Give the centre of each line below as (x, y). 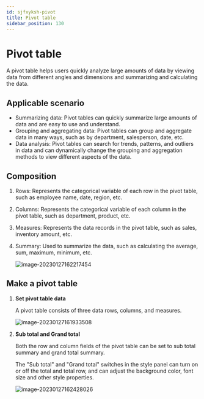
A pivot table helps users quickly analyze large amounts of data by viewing (100, 70)
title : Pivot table (31, 18)
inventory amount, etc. (43, 234)
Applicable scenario (45, 103)
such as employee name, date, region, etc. (69, 197)
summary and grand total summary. (60, 352)
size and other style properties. (54, 377)
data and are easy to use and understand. (68, 124)
